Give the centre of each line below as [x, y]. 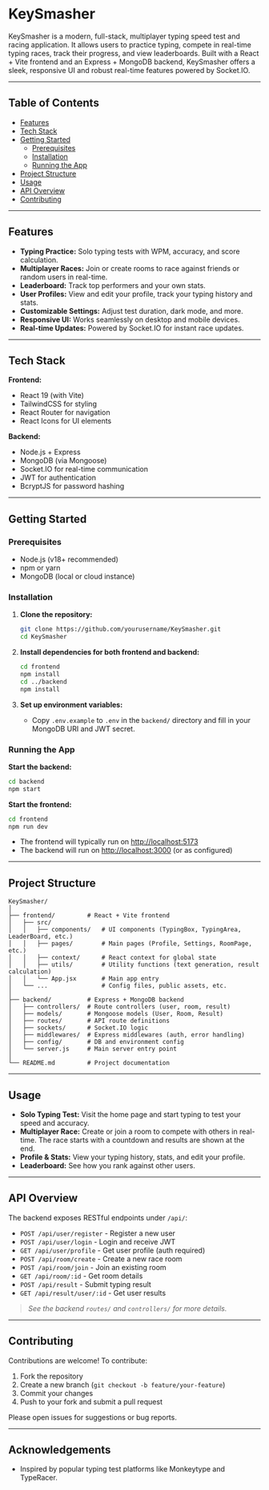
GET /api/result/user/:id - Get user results [93, 1293]
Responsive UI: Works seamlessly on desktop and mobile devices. [130, 319]
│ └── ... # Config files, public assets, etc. [118, 986]
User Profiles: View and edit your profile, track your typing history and [136, 294]
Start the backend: [40, 766]
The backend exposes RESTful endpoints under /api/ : [98, 1217]
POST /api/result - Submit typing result [86, 1284]
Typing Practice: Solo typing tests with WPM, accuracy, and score [130, 251]
